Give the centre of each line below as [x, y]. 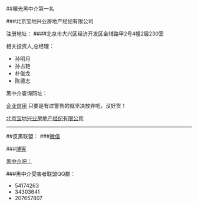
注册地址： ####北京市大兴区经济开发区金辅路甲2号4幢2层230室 [85, 34]
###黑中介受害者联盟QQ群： [41, 174]
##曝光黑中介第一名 [30, 9]
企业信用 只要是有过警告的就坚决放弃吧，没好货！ [66, 106]
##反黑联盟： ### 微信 [33, 136]
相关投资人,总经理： [30, 46]
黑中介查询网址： [27, 93]
